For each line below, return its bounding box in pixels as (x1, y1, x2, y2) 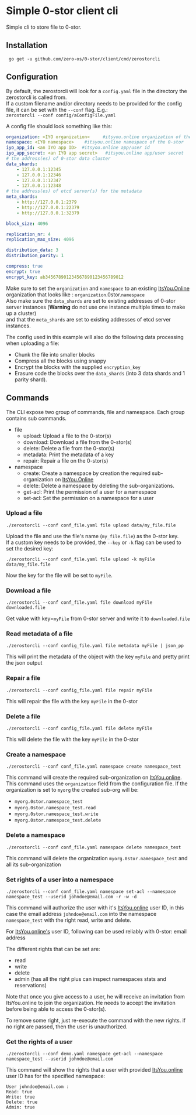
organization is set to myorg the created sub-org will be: (6, 786, 139, 794)
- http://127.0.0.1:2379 (16, 199, 77, 206)
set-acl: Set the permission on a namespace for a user (23, 494, 154, 501)
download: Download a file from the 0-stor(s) (23, 438, 132, 446)
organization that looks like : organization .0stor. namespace (6, 291, 145, 298)
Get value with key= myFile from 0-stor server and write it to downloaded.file (6, 615, 190, 622)
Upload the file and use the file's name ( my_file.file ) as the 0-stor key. (6, 532, 179, 539)
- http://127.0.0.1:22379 (16, 204, 80, 210)
